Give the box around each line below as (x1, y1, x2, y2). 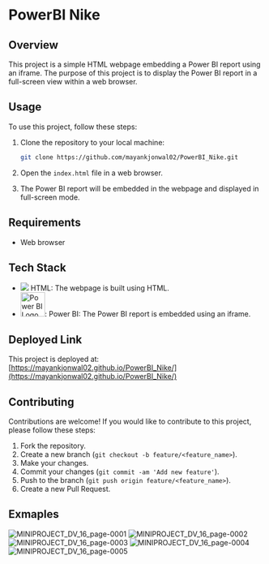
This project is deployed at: (8, 355, 100, 364)
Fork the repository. (19, 441, 87, 450)
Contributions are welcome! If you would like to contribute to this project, (8, 416, 252, 426)
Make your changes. (19, 458, 89, 467)
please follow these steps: (8, 424, 96, 435)
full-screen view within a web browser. (8, 77, 138, 86)
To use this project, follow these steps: (8, 122, 138, 131)
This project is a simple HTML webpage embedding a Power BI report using (8, 59, 261, 69)
